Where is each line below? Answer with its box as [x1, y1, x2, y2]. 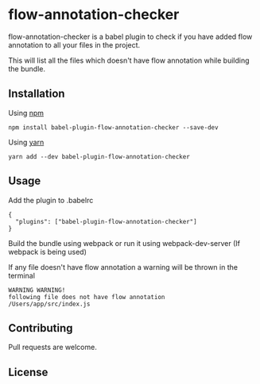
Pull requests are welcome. [8, 343, 97, 352]
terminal [8, 271, 36, 280]
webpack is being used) [8, 247, 87, 256]
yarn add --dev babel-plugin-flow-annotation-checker [8, 152, 191, 160]
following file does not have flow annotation [8, 293, 165, 301]
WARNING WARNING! [8, 286, 66, 294]
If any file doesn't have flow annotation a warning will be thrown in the [8, 262, 239, 271]
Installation [8, 87, 65, 101]
